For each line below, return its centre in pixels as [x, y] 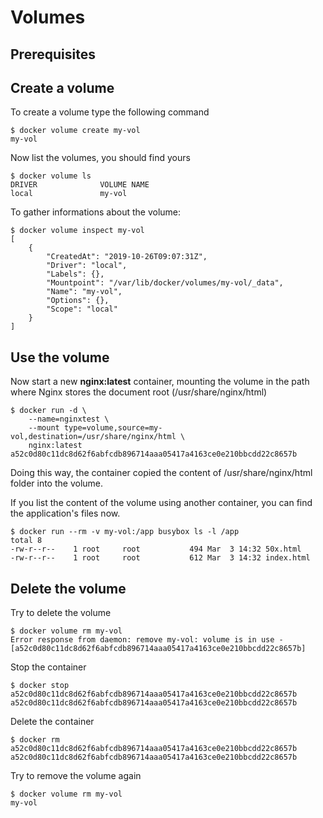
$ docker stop [40, 686]
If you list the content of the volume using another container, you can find [161, 503]
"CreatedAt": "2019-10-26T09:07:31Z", [127, 257]
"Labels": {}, [75, 274]
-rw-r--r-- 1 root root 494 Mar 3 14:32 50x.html [156, 549]
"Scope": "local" [82, 309]
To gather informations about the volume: [96, 212]
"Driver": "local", [87, 266]
